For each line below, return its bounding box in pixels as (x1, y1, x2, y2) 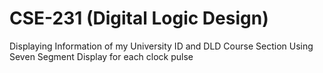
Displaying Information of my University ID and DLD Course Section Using (9, 40, 314, 52)
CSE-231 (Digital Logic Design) (9, 7, 269, 30)
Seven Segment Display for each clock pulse (9, 50, 194, 62)
